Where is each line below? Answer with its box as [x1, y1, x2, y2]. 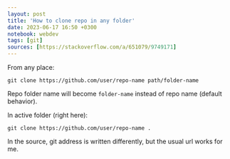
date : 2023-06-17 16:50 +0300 [7, 24, 98, 31]
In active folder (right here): [7, 111, 88, 119]
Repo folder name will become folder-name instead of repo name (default [7, 90, 222, 98]
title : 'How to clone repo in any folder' [7, 17, 135, 24]
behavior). [7, 97, 38, 106]
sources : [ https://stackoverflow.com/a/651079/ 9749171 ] [7, 43, 177, 51]
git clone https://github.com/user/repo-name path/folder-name [7, 77, 199, 84]
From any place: [7, 63, 55, 71]
